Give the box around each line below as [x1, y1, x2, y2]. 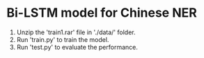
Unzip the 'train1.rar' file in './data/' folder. [16, 28, 136, 36]
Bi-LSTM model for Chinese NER [6, 5, 198, 21]
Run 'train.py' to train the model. [16, 35, 109, 43]
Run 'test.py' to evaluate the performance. [16, 43, 139, 51]
